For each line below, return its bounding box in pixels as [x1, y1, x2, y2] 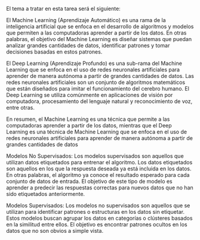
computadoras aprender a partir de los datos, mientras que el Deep [6, 122, 172, 129]
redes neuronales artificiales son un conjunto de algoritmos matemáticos [6, 79, 186, 86]
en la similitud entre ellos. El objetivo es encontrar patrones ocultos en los [6, 221, 187, 228]
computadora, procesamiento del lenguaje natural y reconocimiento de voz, [6, 98, 193, 105]
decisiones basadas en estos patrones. [6, 48, 103, 55]
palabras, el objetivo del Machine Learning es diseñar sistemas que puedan [6, 36, 192, 42]
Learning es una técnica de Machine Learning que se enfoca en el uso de [6, 128, 187, 135]
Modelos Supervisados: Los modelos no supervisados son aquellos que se [6, 202, 190, 209]
